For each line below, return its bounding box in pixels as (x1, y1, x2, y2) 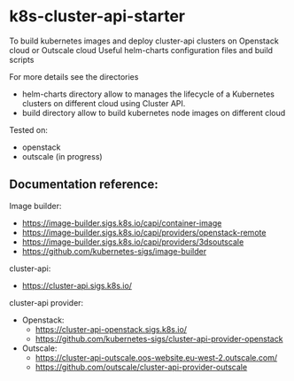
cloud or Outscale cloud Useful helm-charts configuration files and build (9, 44, 273, 55)
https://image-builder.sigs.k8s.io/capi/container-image (21, 217, 222, 228)
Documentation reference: (9, 177, 159, 192)
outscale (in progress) (21, 151, 104, 161)
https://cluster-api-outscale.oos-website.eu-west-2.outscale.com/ (35, 352, 277, 362)
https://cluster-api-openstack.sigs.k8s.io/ (35, 323, 188, 334)
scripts (9, 54, 35, 65)
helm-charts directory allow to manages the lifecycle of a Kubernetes (21, 89, 275, 99)
